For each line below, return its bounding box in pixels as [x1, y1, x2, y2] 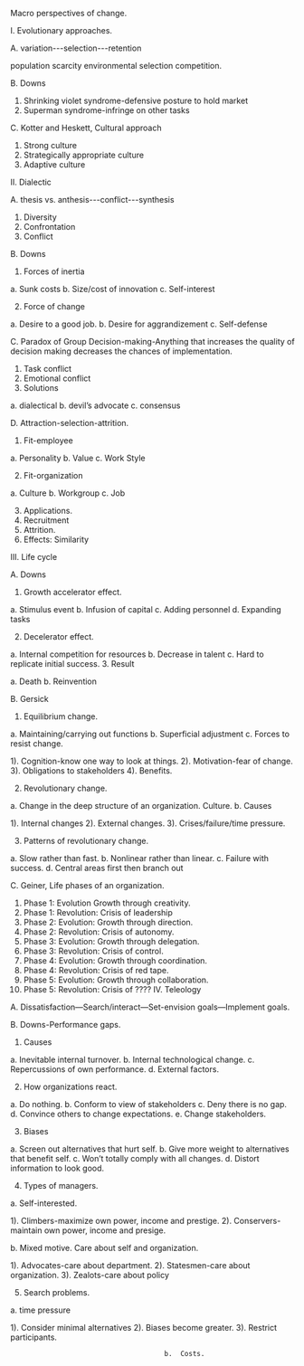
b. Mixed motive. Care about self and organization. [10, 1243, 199, 1253]
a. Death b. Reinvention [10, 676, 98, 687]
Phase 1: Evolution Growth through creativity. [23, 897, 191, 908]
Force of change [23, 301, 85, 311]
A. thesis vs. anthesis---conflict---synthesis [10, 194, 175, 204]
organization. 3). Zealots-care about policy [10, 1270, 170, 1280]
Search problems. [23, 1287, 90, 1297]
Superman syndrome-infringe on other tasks [23, 105, 190, 116]
